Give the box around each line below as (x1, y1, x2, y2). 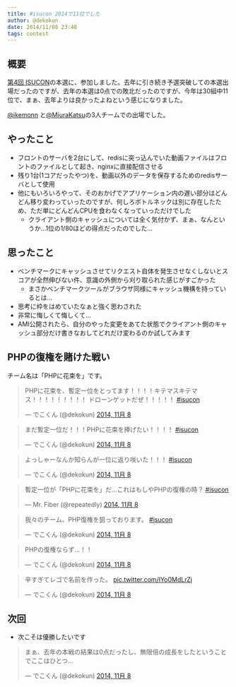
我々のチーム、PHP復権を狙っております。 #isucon (24, 515, 173, 523)
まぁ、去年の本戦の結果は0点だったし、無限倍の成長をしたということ (24, 647, 228, 657)
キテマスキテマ (154, 386, 198, 395)
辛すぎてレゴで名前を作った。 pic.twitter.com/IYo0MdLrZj (24, 575, 193, 583)
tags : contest (7, 30, 49, 37)
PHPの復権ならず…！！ (24, 545, 93, 554)
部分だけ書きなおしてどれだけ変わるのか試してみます (36, 328, 191, 337)
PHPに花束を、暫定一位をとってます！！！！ (24, 386, 155, 395)
